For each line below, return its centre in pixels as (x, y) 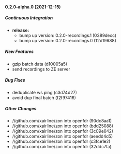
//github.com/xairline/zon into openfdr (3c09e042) (63, 131)
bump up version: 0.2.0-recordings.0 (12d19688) (68, 40)
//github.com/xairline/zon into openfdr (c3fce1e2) (61, 141)
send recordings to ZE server (41, 69)
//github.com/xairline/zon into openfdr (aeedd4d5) (62, 137)
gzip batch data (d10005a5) (40, 64)
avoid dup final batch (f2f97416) (44, 98)
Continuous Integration (29, 18)
